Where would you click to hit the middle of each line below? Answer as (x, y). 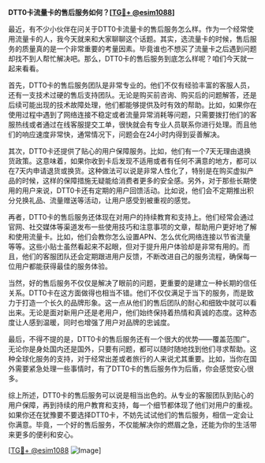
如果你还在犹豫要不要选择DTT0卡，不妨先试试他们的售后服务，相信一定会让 (131, 415)
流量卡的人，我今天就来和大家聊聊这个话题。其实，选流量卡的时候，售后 (132, 39)
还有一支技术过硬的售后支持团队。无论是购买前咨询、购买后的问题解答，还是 (132, 95)
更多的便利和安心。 (46, 435)
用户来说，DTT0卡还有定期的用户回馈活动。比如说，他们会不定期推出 (134, 191)
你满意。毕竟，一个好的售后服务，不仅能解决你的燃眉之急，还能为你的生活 (129, 425)
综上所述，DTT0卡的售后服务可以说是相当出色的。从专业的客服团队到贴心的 (131, 395)
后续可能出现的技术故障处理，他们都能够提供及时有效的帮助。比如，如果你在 (132, 105)
